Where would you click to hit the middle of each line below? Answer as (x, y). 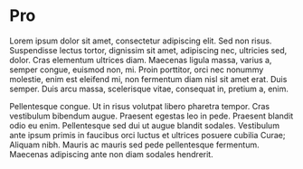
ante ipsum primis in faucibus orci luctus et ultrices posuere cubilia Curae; (147, 135)
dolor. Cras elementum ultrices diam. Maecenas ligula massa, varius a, (141, 60)
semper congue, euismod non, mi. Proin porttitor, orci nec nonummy (137, 70)
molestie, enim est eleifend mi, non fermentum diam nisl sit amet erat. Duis (148, 79)
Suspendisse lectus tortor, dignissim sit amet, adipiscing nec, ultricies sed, (148, 50)
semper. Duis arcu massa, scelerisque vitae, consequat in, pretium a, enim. (149, 89)
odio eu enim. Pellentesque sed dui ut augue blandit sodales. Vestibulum (145, 125)
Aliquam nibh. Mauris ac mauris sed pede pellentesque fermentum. (134, 145)
